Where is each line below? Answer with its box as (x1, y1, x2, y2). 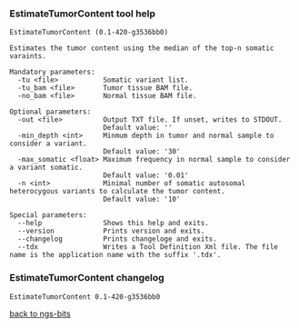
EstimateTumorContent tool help (9, 7, 156, 20)
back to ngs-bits (9, 308, 71, 319)
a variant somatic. (9, 163, 84, 173)
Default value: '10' (103, 194, 181, 204)
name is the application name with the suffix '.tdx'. (9, 251, 222, 260)
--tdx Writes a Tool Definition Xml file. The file (17, 243, 279, 252)
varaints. (9, 52, 47, 61)
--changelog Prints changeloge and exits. (17, 234, 218, 244)
